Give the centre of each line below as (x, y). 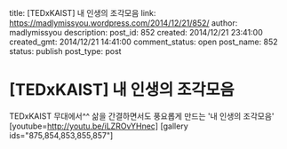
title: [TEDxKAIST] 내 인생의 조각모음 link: (83, 13)
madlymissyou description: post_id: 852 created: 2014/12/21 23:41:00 (136, 32)
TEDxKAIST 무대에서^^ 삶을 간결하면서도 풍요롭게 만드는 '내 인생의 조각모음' (142, 116)
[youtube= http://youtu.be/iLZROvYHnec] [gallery (99, 126)
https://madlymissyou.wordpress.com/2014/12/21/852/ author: (124, 23)
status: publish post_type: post (65, 51)
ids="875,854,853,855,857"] (61, 135)
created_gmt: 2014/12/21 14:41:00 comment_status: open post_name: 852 (143, 42)
